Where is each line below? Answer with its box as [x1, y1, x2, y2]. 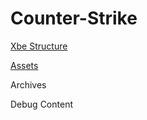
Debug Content [10, 98, 73, 110]
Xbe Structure [10, 40, 68, 52]
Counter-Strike [10, 7, 138, 30]
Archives [10, 78, 47, 91]
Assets [10, 59, 39, 71]
